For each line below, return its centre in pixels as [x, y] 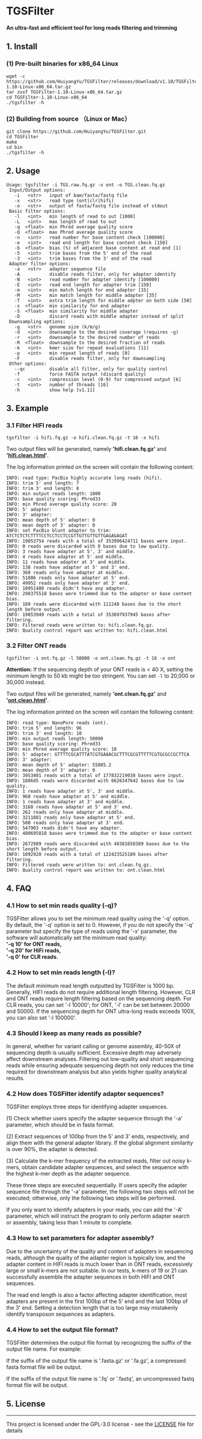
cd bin [14, 147]
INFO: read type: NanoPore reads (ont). [58, 723]
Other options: [28, 364]
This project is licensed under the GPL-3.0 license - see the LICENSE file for [100, 1424]
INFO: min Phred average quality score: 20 [62, 504]
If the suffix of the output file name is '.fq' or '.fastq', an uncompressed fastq [100, 1378]
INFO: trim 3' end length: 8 [43, 489]
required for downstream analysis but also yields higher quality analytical [97, 1072]
